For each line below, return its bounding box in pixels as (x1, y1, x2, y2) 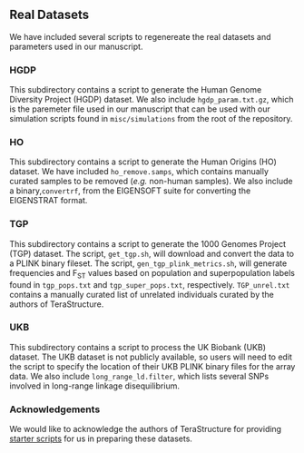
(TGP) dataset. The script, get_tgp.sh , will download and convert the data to (9, 248, 295, 259)
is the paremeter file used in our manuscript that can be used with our (9, 103, 270, 114)
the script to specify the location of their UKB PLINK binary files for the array (9, 360, 296, 371)
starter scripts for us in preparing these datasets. (9, 433, 193, 444)
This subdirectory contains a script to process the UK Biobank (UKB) (9, 341, 266, 352)
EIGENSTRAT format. (9, 195, 88, 206)
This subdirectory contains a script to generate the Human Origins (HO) (9, 156, 277, 167)
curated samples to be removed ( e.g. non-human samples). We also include (9, 176, 293, 187)
